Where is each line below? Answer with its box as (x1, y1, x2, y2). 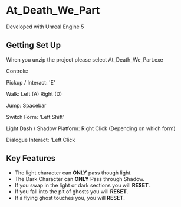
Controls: (6, 67, 28, 75)
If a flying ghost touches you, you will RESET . (14, 194, 125, 201)
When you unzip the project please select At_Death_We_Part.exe (6, 56, 163, 63)
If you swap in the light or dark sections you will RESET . (14, 182, 150, 189)
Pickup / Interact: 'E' (6, 79, 55, 86)
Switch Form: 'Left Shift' (6, 113, 65, 120)
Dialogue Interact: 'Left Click (6, 136, 75, 143)
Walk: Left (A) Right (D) (6, 90, 62, 98)
